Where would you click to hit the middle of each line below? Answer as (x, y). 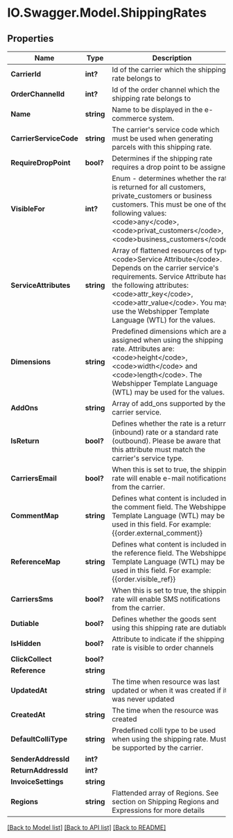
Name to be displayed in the (157, 110)
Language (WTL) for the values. (164, 320)
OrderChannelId (38, 94)
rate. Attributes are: (143, 349)
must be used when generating (163, 138)
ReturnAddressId (40, 770)
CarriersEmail (34, 478)
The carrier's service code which (166, 130)
